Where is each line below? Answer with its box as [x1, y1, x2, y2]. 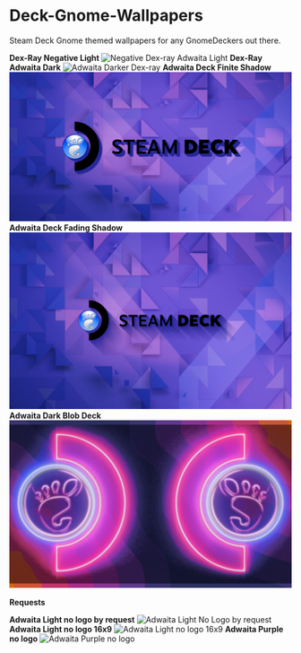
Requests [9, 596, 46, 607]
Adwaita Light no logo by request [9, 614, 135, 624]
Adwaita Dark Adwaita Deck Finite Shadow [9, 62, 271, 73]
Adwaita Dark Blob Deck [9, 410, 101, 421]
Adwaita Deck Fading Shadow [9, 222, 124, 233]
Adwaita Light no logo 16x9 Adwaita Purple [9, 623, 284, 634]
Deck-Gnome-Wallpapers [9, 5, 203, 26]
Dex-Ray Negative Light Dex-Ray [9, 52, 262, 63]
